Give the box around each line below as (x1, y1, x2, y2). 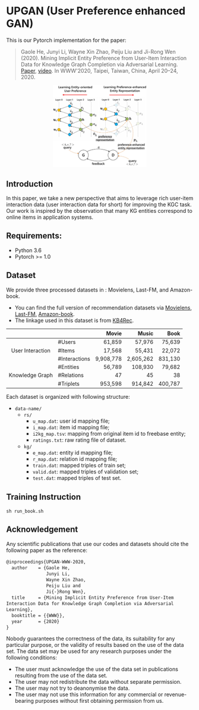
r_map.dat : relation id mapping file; (32, 455, 118, 463)
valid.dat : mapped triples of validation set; (32, 468, 138, 475)
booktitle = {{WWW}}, (11, 612, 65, 618)
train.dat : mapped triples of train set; (32, 462, 126, 469)
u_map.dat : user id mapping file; (32, 417, 110, 424)
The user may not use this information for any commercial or (14, 690, 163, 698)
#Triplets (58, 380, 80, 387)
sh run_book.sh (6, 508, 44, 514)
